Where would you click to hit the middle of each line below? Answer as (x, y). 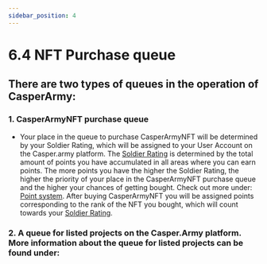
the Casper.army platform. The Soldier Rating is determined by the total (136, 153)
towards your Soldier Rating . (66, 212)
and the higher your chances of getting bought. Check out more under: (136, 187)
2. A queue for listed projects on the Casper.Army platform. (125, 233)
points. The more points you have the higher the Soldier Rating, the (130, 170)
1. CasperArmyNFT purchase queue (79, 119)
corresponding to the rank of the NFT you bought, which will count (129, 204)
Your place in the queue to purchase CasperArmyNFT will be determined (139, 137)
